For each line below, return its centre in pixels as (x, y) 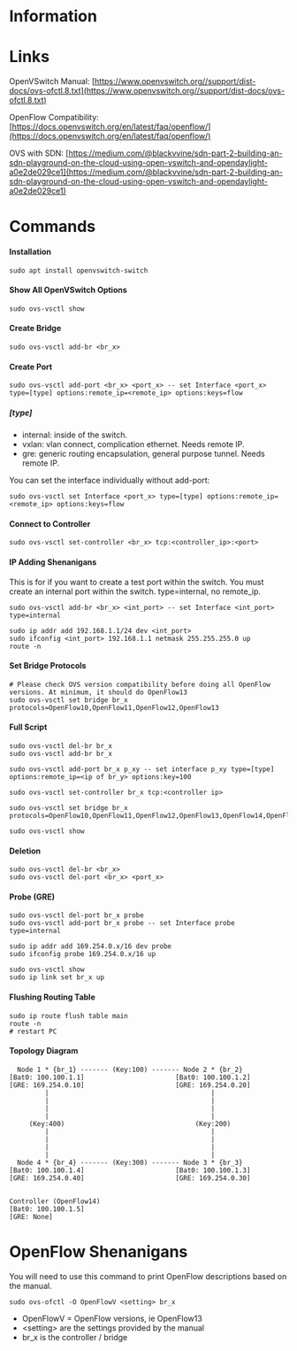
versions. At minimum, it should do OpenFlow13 (99, 692)
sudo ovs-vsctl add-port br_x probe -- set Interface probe (122, 923)
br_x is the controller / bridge (75, 1337)
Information (53, 16)
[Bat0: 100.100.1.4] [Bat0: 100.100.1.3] (130, 1170)
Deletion (25, 851)
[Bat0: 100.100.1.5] (47, 1209)
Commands (53, 227)
